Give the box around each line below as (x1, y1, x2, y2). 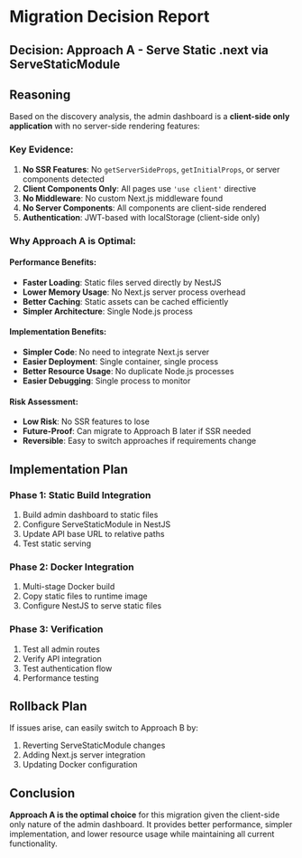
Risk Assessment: (9, 396, 78, 407)
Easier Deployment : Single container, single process (22, 356, 219, 367)
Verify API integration (22, 653, 102, 664)
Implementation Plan (9, 461, 129, 476)
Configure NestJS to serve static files (22, 600, 162, 611)
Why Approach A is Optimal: (9, 234, 137, 247)
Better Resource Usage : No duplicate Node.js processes (22, 366, 234, 377)
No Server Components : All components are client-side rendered (22, 202, 267, 213)
